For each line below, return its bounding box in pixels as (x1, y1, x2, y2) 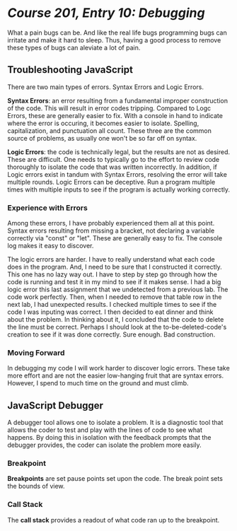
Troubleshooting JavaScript (7, 64, 133, 76)
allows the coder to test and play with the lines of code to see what (7, 426, 203, 434)
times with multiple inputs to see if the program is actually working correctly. (7, 185, 230, 194)
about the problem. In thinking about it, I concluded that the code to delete (7, 315, 224, 324)
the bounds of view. (7, 482, 65, 491)
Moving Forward (7, 348, 65, 358)
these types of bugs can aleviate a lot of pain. (7, 43, 141, 52)
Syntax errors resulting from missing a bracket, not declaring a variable (7, 226, 215, 235)
